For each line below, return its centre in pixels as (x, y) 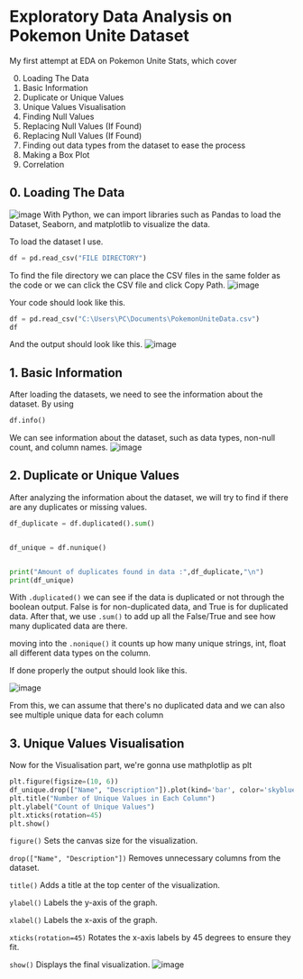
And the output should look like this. (76, 344)
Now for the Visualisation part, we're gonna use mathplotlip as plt (131, 765)
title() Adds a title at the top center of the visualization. (115, 885)
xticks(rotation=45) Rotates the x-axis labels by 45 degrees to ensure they (150, 938)
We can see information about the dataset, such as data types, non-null (142, 438)
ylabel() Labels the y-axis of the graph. (83, 902)
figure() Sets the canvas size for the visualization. (104, 841)
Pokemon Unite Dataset (99, 36)
